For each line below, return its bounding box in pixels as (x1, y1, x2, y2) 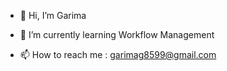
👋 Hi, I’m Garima (19, 10, 87, 21)
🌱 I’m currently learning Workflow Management (19, 29, 215, 40)
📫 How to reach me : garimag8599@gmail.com (19, 49, 217, 60)
